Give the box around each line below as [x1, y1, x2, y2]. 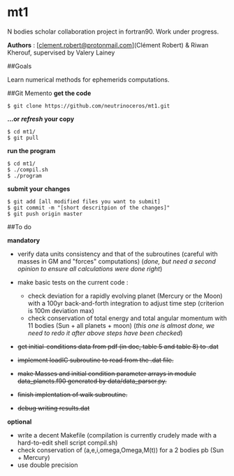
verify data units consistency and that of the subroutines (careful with [17, 250, 218, 258]
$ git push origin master [7, 210, 82, 217]
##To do [7, 222, 31, 231]
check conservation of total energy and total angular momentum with [27, 314, 227, 322]
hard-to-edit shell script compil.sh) [17, 438, 118, 447]
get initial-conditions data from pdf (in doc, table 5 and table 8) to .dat [17, 342, 219, 350]
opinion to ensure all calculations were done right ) [17, 264, 163, 273]
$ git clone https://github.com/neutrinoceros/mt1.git [7, 102, 170, 109]
